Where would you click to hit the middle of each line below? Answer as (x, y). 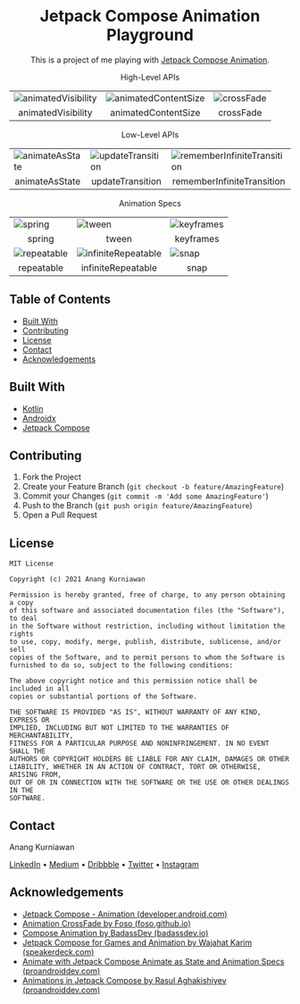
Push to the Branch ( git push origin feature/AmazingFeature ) (137, 506)
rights (21, 634)
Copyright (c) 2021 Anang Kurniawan (77, 580)
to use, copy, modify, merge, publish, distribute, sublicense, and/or (145, 642)
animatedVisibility (55, 113)
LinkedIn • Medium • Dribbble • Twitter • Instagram (104, 864)
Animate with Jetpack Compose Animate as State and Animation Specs (153, 961)
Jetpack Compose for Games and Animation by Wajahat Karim (137, 942)
